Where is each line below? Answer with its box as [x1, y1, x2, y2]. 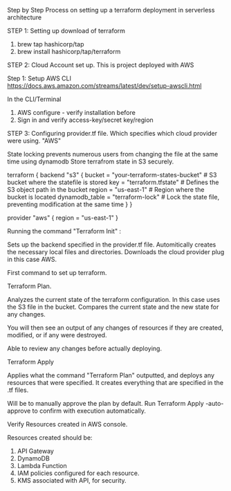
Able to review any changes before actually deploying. [7, 344, 163, 352]
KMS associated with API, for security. [17, 476, 127, 484]
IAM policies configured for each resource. [17, 469, 140, 477]
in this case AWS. [7, 256, 57, 263]
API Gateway [17, 447, 54, 455]
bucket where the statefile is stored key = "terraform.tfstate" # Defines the [7, 178, 219, 186]
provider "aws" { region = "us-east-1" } [7, 214, 119, 222]
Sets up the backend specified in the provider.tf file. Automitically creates [7, 240, 216, 249]
